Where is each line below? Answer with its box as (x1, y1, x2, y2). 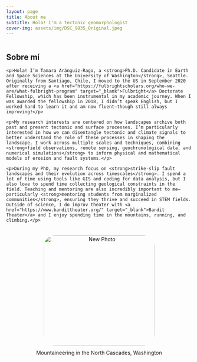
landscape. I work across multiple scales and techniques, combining (6, 140, 181, 146)
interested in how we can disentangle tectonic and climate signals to (6, 130, 186, 136)
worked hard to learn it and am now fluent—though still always (6, 104, 168, 110)
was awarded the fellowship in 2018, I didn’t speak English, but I (6, 98, 178, 105)
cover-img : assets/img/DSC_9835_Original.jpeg (6, 25, 123, 31)
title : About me (6, 14, 46, 20)
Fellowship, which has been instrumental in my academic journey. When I (6, 94, 192, 100)
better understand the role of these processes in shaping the (6, 135, 165, 141)
